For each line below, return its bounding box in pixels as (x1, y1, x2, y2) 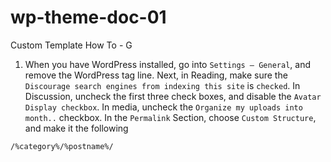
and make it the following (24, 122, 129, 134)
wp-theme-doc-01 (10, 6, 167, 29)
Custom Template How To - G (10, 39, 133, 51)
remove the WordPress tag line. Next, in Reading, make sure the (24, 69, 288, 81)
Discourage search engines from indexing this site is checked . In (24, 79, 301, 91)
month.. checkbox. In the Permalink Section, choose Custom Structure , (24, 111, 317, 123)
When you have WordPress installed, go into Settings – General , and (24, 58, 311, 70)
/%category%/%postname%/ (10, 141, 114, 151)
